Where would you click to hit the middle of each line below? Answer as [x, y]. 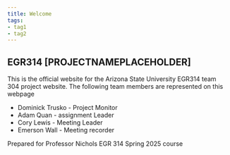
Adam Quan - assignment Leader [66, 115]
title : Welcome [30, 14]
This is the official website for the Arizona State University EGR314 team [112, 79]
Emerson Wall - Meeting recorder [66, 130]
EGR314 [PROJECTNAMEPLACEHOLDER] [99, 62]
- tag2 [17, 33]
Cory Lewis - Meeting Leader [60, 123]
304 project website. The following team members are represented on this [115, 87]
